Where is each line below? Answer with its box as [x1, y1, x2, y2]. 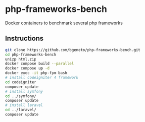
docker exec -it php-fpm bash [5, 70, 68, 75]
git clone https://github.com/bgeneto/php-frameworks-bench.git [5, 47, 141, 53]
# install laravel [5, 103, 43, 108]
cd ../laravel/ [5, 108, 37, 113]
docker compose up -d [5, 66, 50, 71]
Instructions [5, 34, 44, 43]
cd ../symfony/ [5, 93, 37, 99]
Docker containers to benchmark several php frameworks [5, 20, 123, 26]
